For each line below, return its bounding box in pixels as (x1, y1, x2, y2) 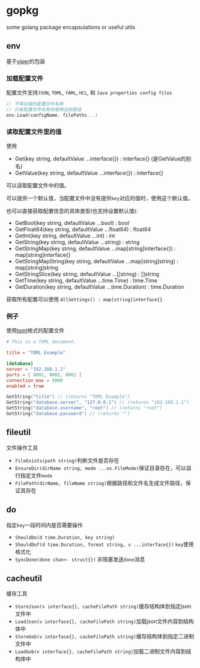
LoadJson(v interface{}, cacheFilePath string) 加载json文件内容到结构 (14, 617, 194, 625)
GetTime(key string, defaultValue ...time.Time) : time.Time (14, 277, 158, 284)
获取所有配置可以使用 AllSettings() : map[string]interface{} (6, 295, 163, 302)
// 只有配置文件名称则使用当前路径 (6, 106, 82, 112)
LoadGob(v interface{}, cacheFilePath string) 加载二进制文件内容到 (14, 648, 186, 655)
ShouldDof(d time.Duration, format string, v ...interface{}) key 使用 (14, 541, 194, 548)
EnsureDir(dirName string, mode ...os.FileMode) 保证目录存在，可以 (14, 464, 187, 471)
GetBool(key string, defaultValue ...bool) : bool (14, 219, 130, 226)
